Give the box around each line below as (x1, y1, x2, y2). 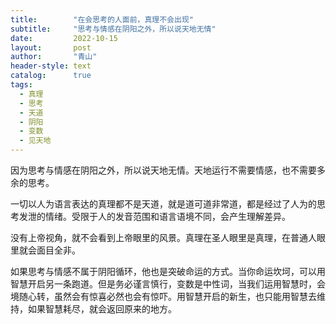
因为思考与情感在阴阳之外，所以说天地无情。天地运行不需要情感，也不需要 (10, 164, 317, 176)
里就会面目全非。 (10, 244, 81, 256)
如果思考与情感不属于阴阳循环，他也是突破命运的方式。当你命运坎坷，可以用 (10, 266, 326, 277)
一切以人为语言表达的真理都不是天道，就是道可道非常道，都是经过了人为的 (10, 198, 317, 210)
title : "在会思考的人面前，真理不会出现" (10, 14, 194, 25)
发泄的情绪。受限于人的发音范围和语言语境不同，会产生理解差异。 (18, 211, 291, 222)
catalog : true (10, 71, 92, 81)
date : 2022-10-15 (10, 33, 118, 43)
